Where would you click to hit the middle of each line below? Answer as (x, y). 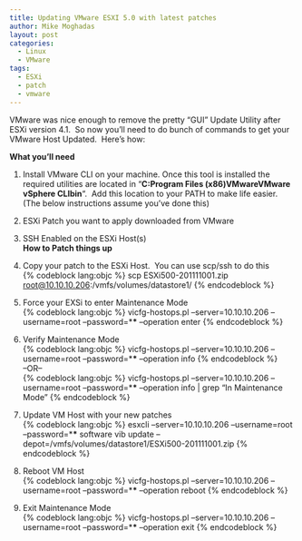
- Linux (32, 52)
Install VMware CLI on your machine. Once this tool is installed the (146, 174)
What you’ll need (42, 156)
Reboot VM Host (53, 471)
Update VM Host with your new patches (97, 415)
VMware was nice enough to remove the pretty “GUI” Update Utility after (145, 120)
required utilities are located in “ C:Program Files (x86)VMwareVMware (156, 183)
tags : (19, 69)
